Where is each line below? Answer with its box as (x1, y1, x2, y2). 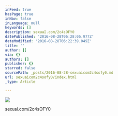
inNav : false (5, 16, 31, 21)
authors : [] (5, 57, 29, 62)
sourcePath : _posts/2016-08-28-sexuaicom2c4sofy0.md (5, 70, 114, 75)
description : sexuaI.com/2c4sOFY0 (5, 30, 75, 34)
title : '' (5, 43, 25, 48)
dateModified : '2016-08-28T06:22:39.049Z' (5, 39, 92, 44)
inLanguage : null (5, 20, 40, 26)
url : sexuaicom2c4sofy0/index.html (5, 75, 77, 80)
